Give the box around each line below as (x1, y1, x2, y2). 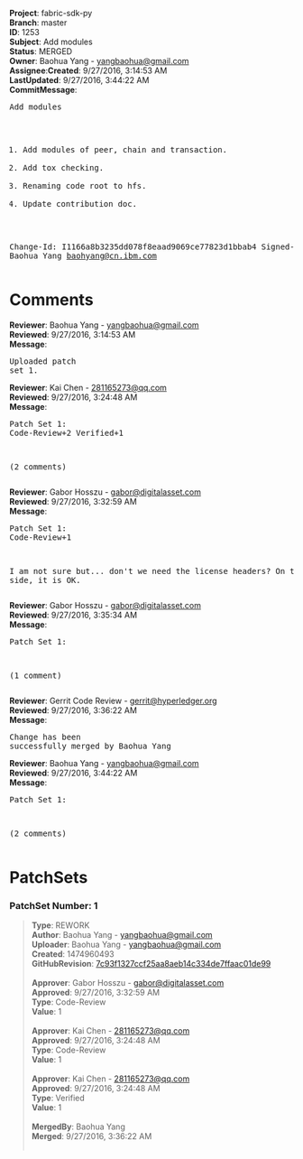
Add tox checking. (22, 162, 105, 172)
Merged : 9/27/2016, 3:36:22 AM (31, 1131, 152, 1142)
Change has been (9, 731, 81, 742)
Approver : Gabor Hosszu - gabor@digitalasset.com (31, 978, 225, 988)
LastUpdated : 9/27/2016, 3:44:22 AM (9, 75, 150, 85)
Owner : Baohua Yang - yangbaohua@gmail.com (9, 56, 189, 66)
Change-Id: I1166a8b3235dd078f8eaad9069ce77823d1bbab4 (9, 242, 257, 252)
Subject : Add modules (9, 36, 93, 47)
